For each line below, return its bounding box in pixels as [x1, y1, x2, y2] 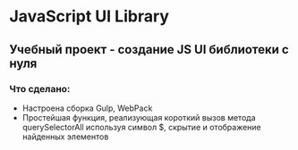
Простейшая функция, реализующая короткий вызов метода [21, 112, 256, 122]
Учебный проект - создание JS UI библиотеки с [9, 42, 289, 57]
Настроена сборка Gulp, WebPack [21, 103, 153, 113]
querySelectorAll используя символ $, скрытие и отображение [21, 121, 261, 132]
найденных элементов [21, 131, 109, 142]
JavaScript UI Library [9, 6, 170, 27]
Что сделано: [9, 82, 71, 95]
